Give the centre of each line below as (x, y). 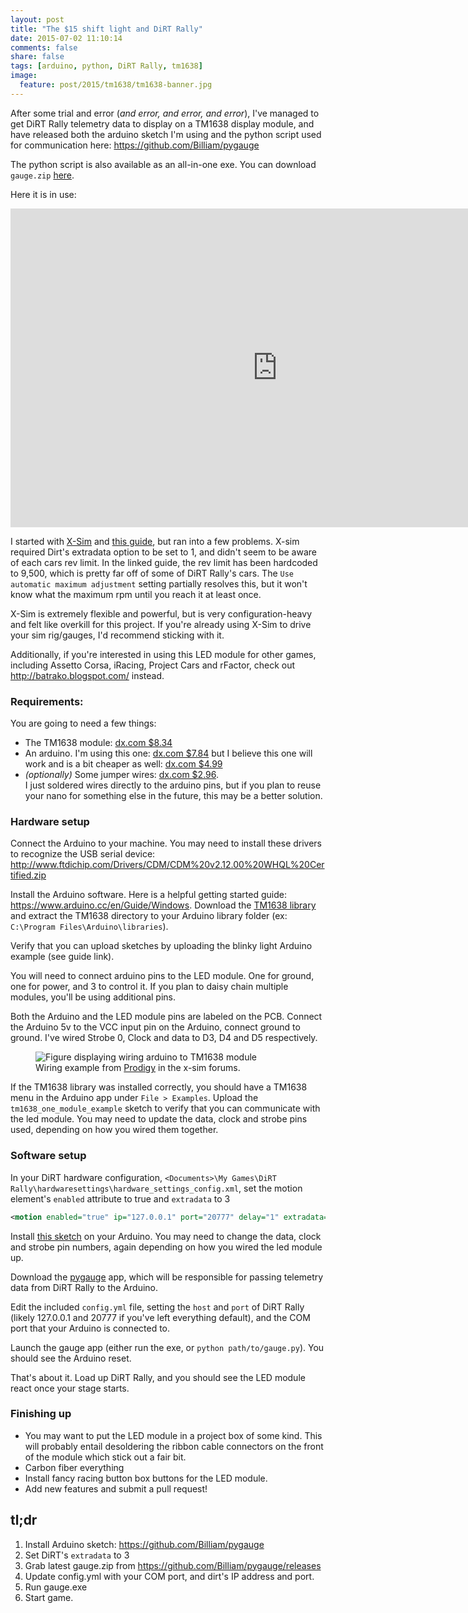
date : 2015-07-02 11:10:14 (66, 38)
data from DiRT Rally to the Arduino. (84, 1287)
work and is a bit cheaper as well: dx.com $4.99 (123, 764)
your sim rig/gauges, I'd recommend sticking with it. (117, 635)
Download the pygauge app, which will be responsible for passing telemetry (167, 1277)
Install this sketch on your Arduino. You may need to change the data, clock (166, 1236)
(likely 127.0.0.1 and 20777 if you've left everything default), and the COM (160, 1317)
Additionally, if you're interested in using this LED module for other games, (163, 654)
